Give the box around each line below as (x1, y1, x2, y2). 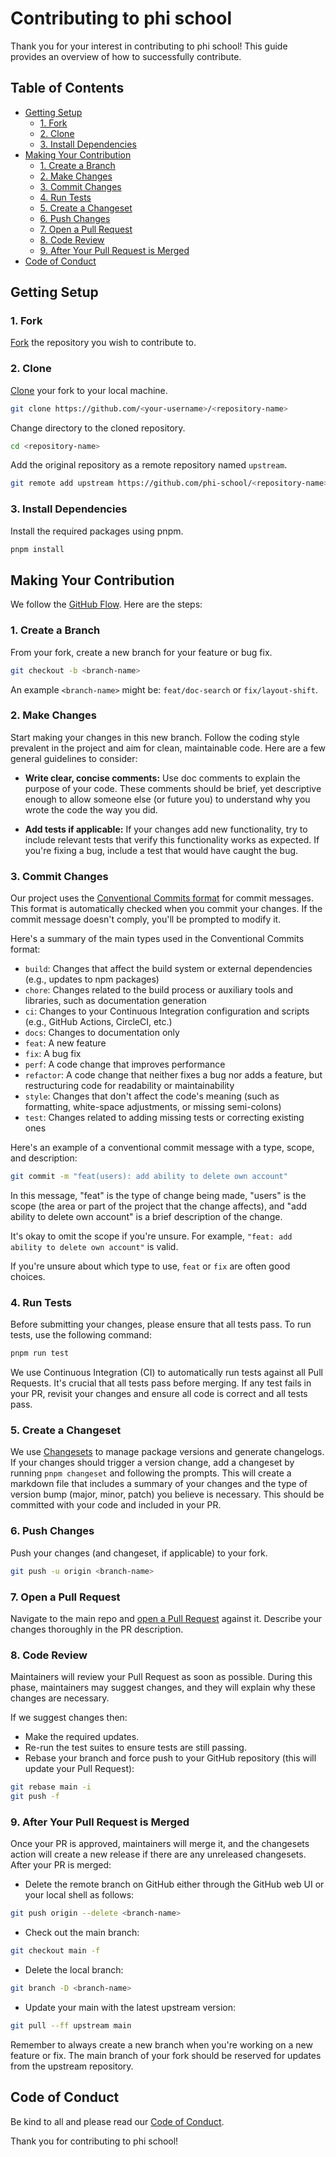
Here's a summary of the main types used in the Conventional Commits (10, 933, 305, 945)
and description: (10, 1152, 78, 1164)
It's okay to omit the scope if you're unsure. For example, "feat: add (10, 1230, 293, 1242)
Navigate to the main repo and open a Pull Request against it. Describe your (10, 1612, 323, 1624)
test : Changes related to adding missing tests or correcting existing (24, 1112, 305, 1124)
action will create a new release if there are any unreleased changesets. (10, 1848, 307, 1861)
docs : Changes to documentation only (24, 1027, 180, 1039)
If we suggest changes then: (10, 1712, 128, 1724)
